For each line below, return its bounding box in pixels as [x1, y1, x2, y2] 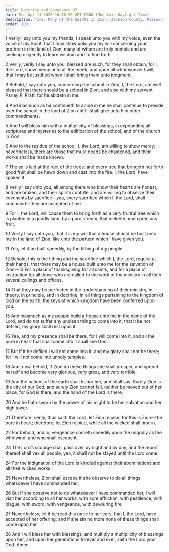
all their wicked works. [5, 465, 52, 471]
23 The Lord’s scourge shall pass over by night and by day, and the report [5, 445, 158, 451]
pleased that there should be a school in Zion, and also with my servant [5, 87, 153, 93]
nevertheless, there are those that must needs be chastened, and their [5, 148, 151, 155]
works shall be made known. [5, 154, 64, 160]
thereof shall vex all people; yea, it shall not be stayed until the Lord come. [5, 450, 159, 456]
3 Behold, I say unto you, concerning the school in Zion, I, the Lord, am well [5, 82, 161, 88]
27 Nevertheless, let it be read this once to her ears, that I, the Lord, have [5, 511, 157, 517]
